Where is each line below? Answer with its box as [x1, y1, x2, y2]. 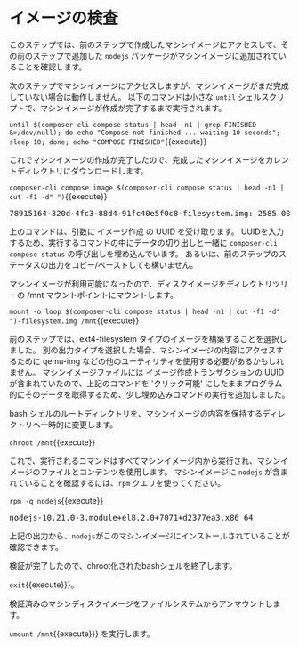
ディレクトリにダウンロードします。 [16, 166, 149, 176]
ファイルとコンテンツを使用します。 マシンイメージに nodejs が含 [39, 466, 280, 477]
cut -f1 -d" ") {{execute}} [9, 190, 109, 201]
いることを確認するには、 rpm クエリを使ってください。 [24, 477, 225, 488]
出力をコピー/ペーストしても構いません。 [47, 259, 198, 270]
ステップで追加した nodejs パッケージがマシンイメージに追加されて [32, 50, 279, 61]
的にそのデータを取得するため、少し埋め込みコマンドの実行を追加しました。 [9, 389, 290, 400]
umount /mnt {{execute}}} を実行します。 [9, 628, 156, 639]
